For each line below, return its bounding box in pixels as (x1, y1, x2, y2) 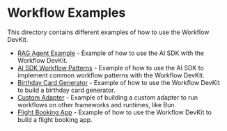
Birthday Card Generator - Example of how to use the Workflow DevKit (17, 78, 221, 86)
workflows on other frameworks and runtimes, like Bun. (17, 100, 177, 109)
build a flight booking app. (17, 115, 93, 123)
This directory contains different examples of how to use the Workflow (7, 28, 210, 36)
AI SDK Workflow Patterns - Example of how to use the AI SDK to (17, 63, 204, 72)
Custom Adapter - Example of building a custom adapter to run (17, 93, 198, 102)
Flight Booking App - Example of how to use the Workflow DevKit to (17, 108, 212, 116)
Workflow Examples (7, 5, 126, 21)
